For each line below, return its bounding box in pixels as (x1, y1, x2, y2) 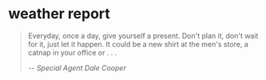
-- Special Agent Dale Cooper (27, 63, 126, 72)
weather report (8, 5, 110, 23)
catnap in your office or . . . (27, 48, 117, 57)
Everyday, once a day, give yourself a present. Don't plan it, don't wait (27, 31, 259, 40)
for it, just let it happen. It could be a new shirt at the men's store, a (27, 39, 249, 48)
